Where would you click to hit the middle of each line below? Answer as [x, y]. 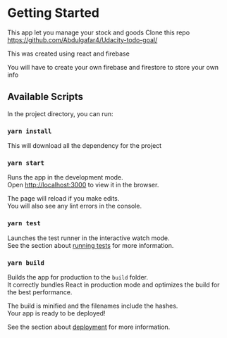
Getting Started [54, 13]
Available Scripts [45, 97]
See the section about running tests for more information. [91, 245]
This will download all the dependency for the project [85, 146]
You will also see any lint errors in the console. [75, 206]
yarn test [24, 224]
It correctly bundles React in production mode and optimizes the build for [114, 284]
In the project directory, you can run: [60, 113]
